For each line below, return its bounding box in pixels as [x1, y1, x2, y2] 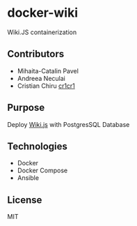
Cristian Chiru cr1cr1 [17, 82, 75, 90]
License [7, 194, 42, 206]
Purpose [7, 102, 45, 114]
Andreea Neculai [17, 74, 66, 82]
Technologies [7, 140, 68, 152]
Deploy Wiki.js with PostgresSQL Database [7, 120, 130, 128]
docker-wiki [7, 5, 79, 21]
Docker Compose [17, 166, 68, 175]
